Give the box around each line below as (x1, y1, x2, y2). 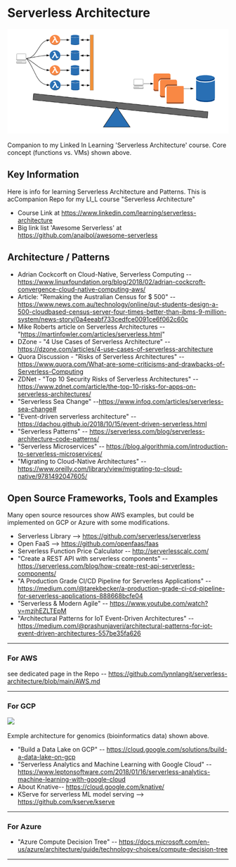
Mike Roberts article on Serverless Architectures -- (17, 322, 166, 331)
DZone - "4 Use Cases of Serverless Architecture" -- (17, 337, 171, 346)
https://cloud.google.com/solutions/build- (106, 745, 228, 754)
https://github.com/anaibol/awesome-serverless (17, 231, 158, 239)
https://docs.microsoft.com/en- (119, 837, 210, 846)
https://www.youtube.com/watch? (110, 600, 209, 608)
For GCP (7, 701, 37, 711)
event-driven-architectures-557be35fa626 (17, 629, 142, 638)
